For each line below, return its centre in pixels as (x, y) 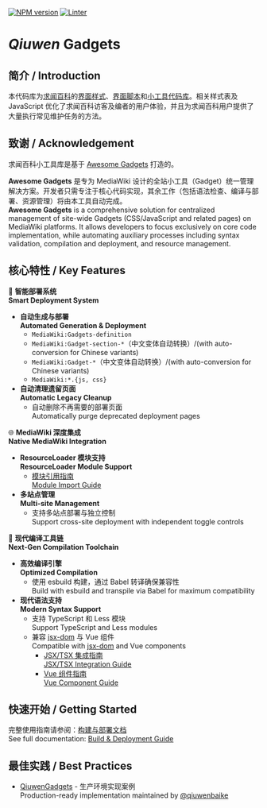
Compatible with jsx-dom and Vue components (109, 646)
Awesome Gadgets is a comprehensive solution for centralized (112, 210)
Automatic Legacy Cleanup (66, 397)
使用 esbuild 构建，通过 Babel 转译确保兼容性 (106, 582)
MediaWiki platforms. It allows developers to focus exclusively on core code (132, 226)
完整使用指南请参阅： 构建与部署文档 (68, 730)
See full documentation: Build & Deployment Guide (91, 739)
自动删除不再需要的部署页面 (77, 407)
